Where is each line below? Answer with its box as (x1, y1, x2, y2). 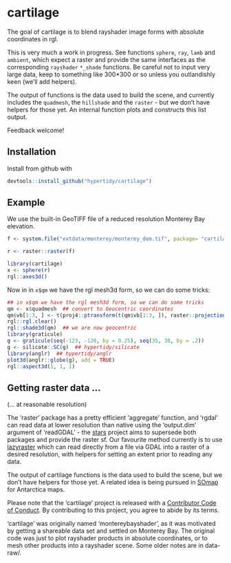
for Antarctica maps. (7, 485, 65, 493)
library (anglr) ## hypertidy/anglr (7, 350, 112, 357)
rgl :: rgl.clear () (7, 318, 57, 325)
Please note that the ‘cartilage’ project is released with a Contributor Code (7, 499, 217, 507)
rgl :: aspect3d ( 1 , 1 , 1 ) (7, 363, 76, 370)
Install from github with (7, 164, 72, 173)
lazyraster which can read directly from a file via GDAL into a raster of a (7, 443, 210, 452)
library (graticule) (7, 331, 63, 338)
